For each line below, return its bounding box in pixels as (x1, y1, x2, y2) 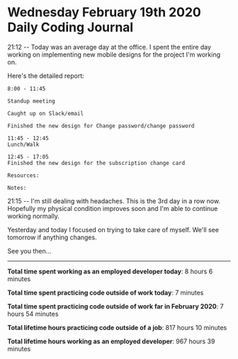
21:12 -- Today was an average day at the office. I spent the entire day (7, 42, 211, 51)
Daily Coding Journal (7, 19, 134, 35)
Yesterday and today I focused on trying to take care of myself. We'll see (7, 225, 220, 234)
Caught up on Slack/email (7, 110, 84, 117)
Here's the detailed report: (7, 72, 85, 80)
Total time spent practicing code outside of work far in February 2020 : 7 (7, 302, 225, 310)
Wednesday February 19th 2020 (7, 4, 202, 21)
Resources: (7, 171, 40, 179)
